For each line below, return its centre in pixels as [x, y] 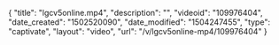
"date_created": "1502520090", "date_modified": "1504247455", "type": [139, 22]
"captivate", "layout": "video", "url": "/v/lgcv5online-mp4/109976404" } [138, 31]
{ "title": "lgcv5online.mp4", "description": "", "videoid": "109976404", [136, 13]
